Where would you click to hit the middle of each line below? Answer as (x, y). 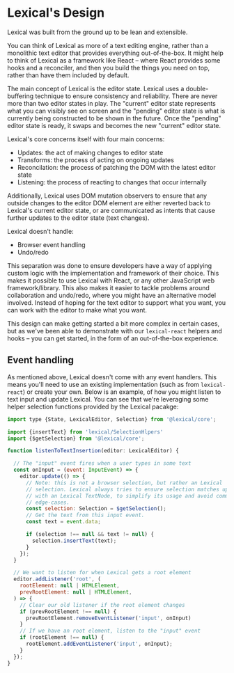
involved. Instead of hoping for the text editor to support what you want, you (117, 302)
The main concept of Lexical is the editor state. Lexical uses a (96, 88)
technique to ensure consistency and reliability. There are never (126, 96)
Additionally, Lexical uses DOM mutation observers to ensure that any (107, 196)
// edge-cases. (48, 502)
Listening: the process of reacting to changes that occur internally (112, 182)
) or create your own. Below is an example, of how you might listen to (122, 392)
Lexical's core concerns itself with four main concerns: (86, 139)
